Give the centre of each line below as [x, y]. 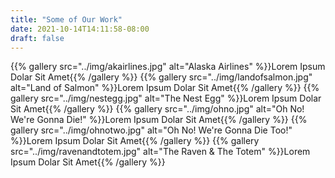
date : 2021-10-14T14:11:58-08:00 [80, 29]
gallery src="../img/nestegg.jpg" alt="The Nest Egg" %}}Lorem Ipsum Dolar [166, 98]
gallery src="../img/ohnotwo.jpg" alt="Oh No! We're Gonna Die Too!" [151, 130]
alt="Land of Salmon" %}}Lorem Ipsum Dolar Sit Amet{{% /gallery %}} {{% [165, 88]
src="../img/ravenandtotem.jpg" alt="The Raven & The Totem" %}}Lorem [160, 152]
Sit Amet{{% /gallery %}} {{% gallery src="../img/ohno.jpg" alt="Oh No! [157, 109]
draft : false [37, 38]
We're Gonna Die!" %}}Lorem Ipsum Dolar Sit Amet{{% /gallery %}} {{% [159, 120]
